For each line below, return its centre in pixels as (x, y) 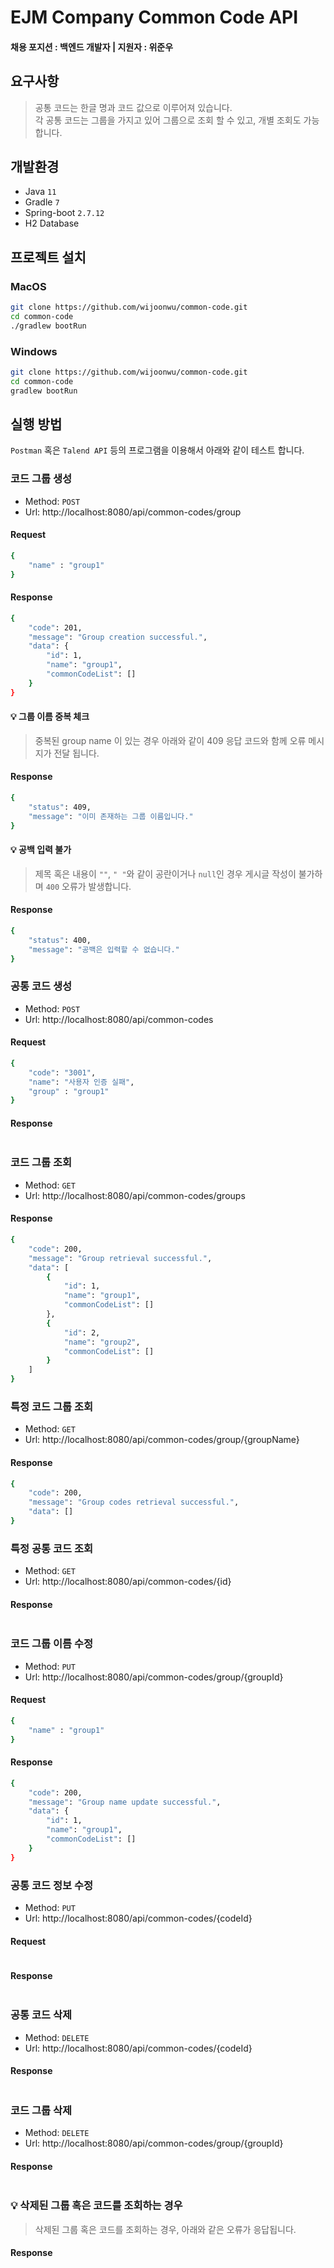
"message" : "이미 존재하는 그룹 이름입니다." (111, 816)
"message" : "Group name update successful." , (125, 1802)
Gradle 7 (42, 202)
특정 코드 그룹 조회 (52, 1406)
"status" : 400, (60, 940)
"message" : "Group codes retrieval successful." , (134, 1502)
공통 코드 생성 (41, 986)
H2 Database (52, 223)
